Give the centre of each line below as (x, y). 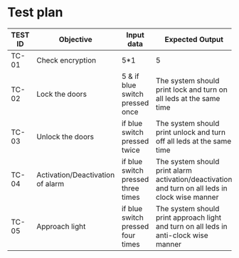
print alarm (174, 170)
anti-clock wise (182, 235)
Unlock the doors (65, 136)
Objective (75, 39)
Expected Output (194, 39)
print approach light (188, 217)
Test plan (35, 12)
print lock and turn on (191, 90)
